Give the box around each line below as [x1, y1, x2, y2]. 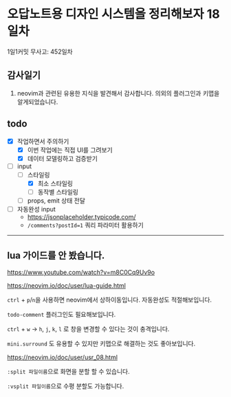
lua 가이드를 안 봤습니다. [7, 249, 105, 261]
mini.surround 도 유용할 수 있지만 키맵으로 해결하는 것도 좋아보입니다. [7, 339, 196, 348]
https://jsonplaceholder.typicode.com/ [27, 213, 136, 221]
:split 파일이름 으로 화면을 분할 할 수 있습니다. [7, 367, 131, 375]
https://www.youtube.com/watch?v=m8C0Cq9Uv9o [7, 268, 155, 276]
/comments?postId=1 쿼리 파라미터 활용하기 [27, 221, 144, 229]
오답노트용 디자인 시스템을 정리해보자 [7, 6, 204, 22]
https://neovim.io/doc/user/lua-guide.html [7, 281, 126, 289]
